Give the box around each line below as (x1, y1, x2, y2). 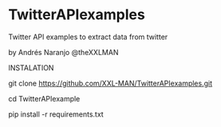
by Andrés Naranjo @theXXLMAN (8, 47, 119, 57)
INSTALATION (8, 62, 54, 73)
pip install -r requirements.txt (8, 109, 104, 119)
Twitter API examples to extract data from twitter (8, 32, 168, 42)
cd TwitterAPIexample (8, 93, 81, 103)
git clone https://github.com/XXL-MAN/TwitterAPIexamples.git (8, 78, 213, 88)
